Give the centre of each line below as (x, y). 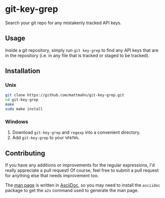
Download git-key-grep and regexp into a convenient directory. (76, 132)
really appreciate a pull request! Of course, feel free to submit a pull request (82, 170)
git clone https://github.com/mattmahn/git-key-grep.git (65, 95)
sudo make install (24, 109)
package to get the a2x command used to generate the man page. (72, 191)
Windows (17, 121)
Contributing (25, 153)
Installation (23, 71)
